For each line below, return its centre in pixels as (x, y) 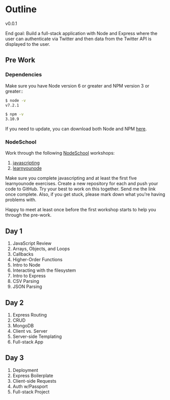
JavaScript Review (32, 243)
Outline (21, 9)
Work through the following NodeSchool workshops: (60, 153)
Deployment (25, 370)
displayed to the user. (28, 44)
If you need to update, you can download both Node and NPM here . (76, 129)
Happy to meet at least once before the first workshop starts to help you (81, 210)
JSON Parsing (27, 287)
